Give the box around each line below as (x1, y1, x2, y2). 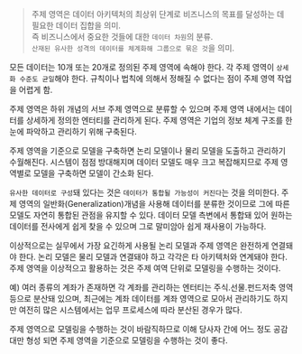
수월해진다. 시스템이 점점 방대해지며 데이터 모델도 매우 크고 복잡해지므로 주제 (9, 157, 279, 167)
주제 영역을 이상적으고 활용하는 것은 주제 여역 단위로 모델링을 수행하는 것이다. (9, 263, 281, 274)
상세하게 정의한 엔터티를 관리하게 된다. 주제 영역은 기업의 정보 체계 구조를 (25, 115, 284, 126)
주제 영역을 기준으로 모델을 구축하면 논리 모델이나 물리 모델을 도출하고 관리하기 (9, 145, 287, 156)
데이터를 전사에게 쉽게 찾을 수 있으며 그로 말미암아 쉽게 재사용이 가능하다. (9, 221, 267, 231)
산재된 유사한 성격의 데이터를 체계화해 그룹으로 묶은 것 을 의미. (31, 42, 235, 53)
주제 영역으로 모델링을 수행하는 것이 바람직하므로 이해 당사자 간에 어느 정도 (9, 324, 272, 334)
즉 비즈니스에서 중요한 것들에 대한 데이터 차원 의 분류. (31, 32, 214, 42)
